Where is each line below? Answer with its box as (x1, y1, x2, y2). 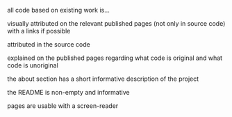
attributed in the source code (7, 40, 90, 48)
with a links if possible (7, 27, 71, 35)
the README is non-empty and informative (7, 88, 130, 96)
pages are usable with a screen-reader (7, 102, 119, 110)
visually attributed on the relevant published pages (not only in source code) (7, 19, 226, 27)
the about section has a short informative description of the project (7, 75, 199, 83)
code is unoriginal (7, 61, 59, 69)
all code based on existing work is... (7, 6, 110, 14)
